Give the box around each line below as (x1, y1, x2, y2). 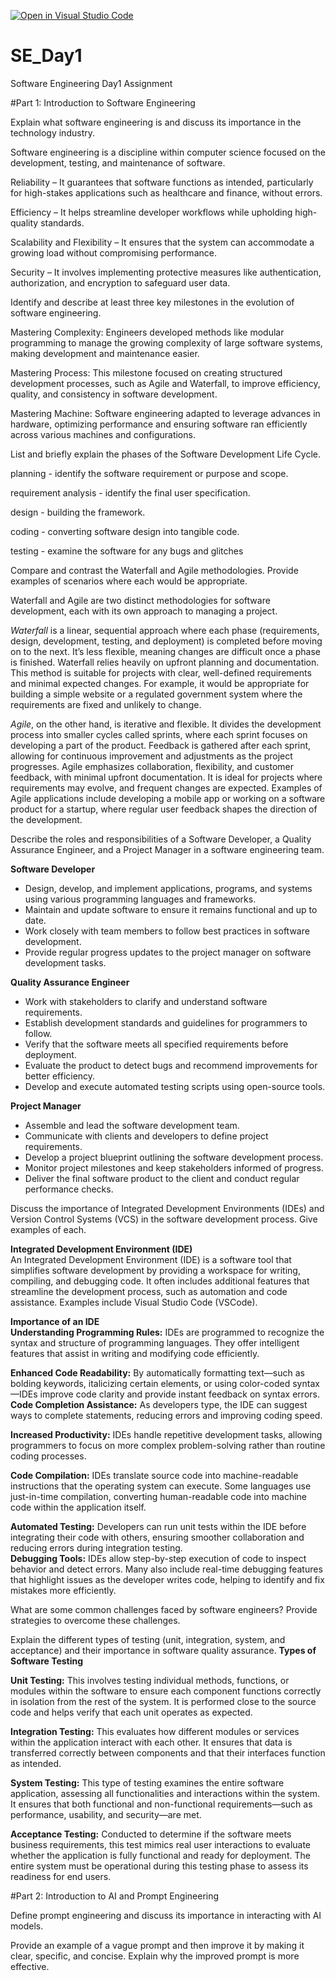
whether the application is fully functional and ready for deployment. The (10, 1849, 311, 1861)
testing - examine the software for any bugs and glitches (10, 545, 244, 557)
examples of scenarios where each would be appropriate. (10, 575, 248, 587)
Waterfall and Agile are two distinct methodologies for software (10, 594, 271, 606)
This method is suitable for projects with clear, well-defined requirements (10, 666, 312, 679)
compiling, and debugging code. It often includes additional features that (10, 1275, 310, 1287)
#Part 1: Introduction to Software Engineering (10, 96, 196, 109)
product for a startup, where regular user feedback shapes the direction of (10, 803, 318, 815)
